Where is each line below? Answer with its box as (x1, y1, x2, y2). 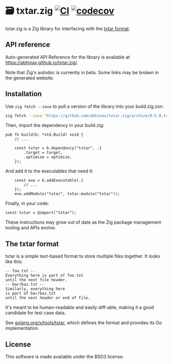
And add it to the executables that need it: (5, 168, 94, 174)
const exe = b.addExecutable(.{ (14, 178, 83, 183)
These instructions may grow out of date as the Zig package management (5, 219, 161, 225)
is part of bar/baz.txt (5, 291, 56, 296)
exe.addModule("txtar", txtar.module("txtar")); (14, 191, 120, 197)
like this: (5, 259, 23, 265)
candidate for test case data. (5, 310, 66, 316)
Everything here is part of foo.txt (5, 273, 83, 278)
